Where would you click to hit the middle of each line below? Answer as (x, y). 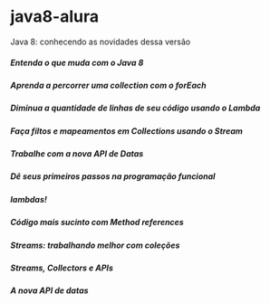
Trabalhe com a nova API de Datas (77, 154)
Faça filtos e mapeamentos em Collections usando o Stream (127, 131)
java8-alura (55, 17)
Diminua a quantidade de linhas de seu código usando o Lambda (135, 108)
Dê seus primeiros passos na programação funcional (113, 176)
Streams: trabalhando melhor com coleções (95, 245)
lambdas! (29, 199)
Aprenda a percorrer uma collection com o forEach (108, 85)
